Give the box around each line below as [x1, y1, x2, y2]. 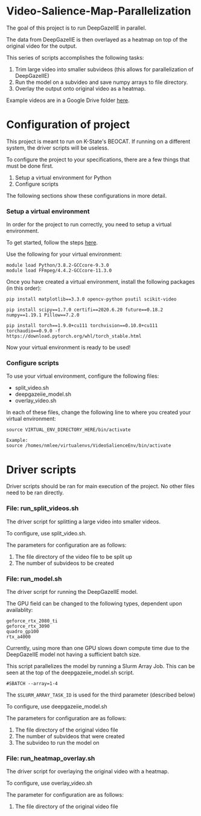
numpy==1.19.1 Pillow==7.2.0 [6, 312, 80, 318]
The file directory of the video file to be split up [14, 553, 132, 560]
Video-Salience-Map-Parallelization [6, 4, 191, 18]
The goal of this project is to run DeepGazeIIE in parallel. [6, 24, 147, 31]
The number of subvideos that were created [14, 733, 125, 740]
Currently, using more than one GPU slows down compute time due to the [6, 645, 190, 651]
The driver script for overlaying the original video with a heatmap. [6, 768, 169, 775]
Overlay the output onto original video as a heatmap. [14, 84, 146, 92]
